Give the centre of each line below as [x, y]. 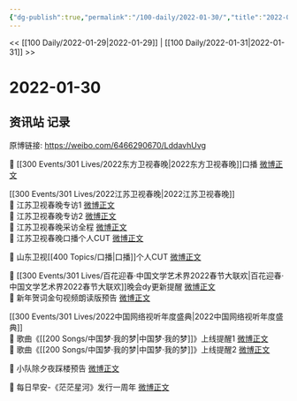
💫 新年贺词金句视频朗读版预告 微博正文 [80, 298]
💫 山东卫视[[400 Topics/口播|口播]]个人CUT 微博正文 [105, 256]
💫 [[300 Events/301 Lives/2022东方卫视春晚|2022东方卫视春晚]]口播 [133, 163]
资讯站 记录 [40, 122]
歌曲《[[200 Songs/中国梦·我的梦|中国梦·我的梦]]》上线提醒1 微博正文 [142, 338]
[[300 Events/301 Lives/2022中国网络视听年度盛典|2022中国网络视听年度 [142, 316]
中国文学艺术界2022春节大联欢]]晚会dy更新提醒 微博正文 [113, 286]
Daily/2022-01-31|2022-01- [235, 42]
